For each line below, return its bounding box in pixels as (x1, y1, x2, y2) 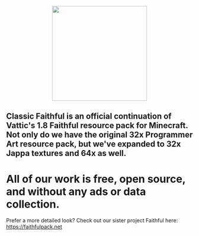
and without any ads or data (6, 184, 146, 198)
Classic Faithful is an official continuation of (6, 111, 172, 122)
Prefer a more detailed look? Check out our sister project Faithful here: (6, 217, 178, 224)
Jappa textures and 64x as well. (6, 148, 127, 158)
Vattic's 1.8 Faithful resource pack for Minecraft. (6, 120, 188, 130)
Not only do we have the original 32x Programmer (6, 130, 193, 140)
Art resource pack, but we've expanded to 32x (6, 139, 181, 149)
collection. (6, 197, 60, 211)
